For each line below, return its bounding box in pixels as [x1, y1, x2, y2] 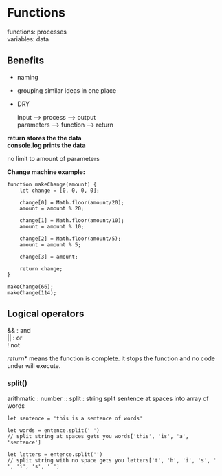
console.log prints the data [7, 141, 86, 149]
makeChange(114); [7, 289, 57, 296]
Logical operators [7, 308, 85, 320]
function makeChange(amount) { [7, 181, 97, 188]
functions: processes [7, 28, 67, 36]
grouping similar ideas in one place [16, 86, 117, 94]
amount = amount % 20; [19, 205, 85, 212]
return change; [19, 265, 63, 272]
